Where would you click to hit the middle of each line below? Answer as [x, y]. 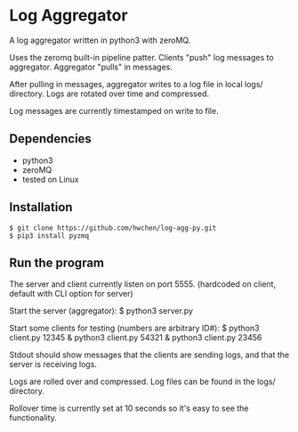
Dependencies [50, 139]
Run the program [57, 262]
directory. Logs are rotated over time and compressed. [109, 94]
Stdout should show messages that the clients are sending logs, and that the [149, 355]
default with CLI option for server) [71, 294]
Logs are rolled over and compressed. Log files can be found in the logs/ [142, 382]
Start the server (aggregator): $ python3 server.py [101, 311]
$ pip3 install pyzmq [49, 236]
